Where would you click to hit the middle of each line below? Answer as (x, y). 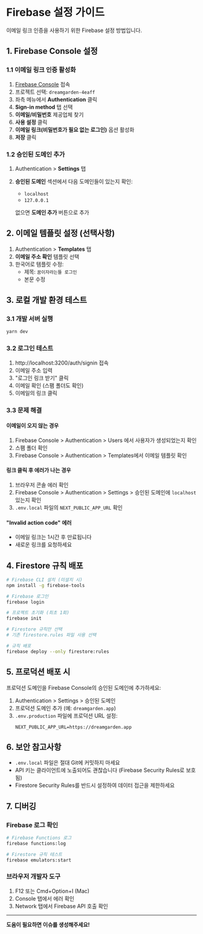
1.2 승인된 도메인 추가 (36, 154)
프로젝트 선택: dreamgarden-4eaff (55, 92)
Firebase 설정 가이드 (56, 12)
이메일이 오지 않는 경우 (33, 426)
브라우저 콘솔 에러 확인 (42, 485)
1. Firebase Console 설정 (52, 51)
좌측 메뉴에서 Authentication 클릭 (56, 99)
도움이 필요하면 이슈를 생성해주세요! (48, 924)
